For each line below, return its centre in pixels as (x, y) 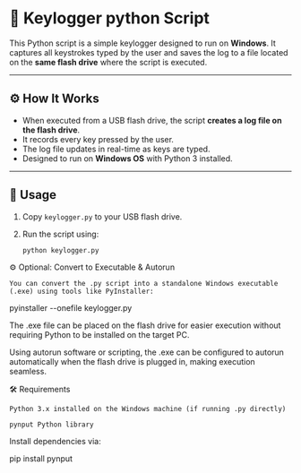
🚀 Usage (33, 195)
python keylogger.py (60, 250)
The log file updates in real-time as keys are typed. (116, 149)
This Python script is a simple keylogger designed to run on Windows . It (142, 43)
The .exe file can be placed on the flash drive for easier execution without (145, 325)
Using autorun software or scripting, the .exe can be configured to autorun (147, 352)
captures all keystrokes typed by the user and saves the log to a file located (149, 52)
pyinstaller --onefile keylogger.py (71, 308)
